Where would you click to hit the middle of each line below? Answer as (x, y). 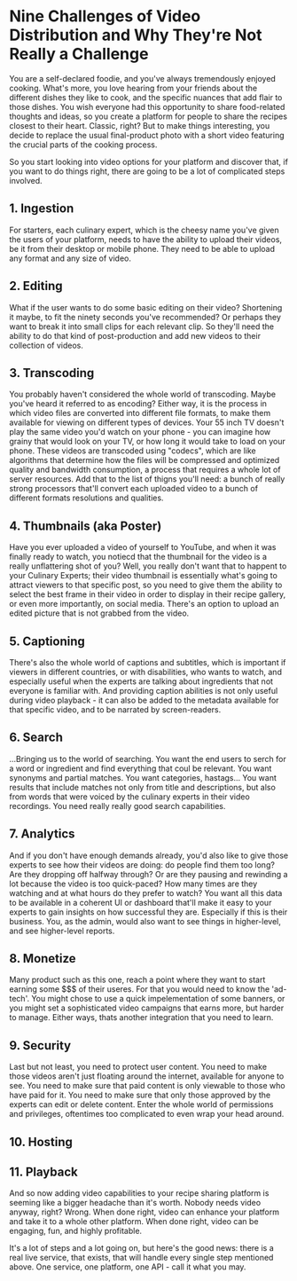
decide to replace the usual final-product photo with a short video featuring (147, 135)
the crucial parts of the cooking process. (83, 145)
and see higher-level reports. (62, 931)
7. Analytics (42, 834)
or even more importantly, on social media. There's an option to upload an (144, 604)
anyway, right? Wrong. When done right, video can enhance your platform (144, 1212)
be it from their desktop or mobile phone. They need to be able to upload (142, 248)
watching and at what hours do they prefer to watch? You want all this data (146, 892)
